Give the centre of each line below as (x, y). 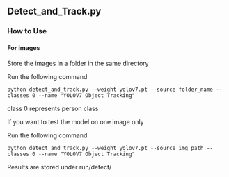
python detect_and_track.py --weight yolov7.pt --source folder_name (110, 90)
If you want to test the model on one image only (76, 121)
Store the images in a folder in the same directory (78, 63)
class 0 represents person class (53, 108)
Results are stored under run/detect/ (60, 167)
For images (24, 47)
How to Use (27, 31)
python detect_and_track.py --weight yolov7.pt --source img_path (105, 148)
